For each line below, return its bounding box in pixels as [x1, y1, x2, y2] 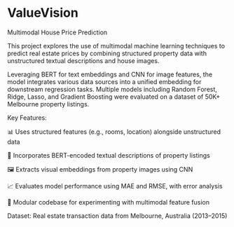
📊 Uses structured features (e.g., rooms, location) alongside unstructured [7, 128, 221, 136]
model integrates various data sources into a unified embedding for [7, 77, 202, 85]
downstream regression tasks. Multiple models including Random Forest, [7, 85, 217, 93]
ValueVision [7, 5, 78, 21]
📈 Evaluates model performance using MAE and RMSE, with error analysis [7, 181, 223, 190]
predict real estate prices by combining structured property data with [7, 49, 207, 57]
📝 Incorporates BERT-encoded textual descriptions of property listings [7, 151, 210, 159]
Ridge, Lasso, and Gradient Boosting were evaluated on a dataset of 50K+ [7, 92, 221, 101]
